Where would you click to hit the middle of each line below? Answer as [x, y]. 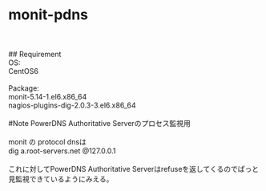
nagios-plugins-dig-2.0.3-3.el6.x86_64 [72, 105]
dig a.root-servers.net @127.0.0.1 [62, 151]
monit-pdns [48, 15]
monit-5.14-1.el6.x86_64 [48, 96]
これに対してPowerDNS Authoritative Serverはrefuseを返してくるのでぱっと [133, 169]
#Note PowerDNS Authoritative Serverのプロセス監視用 [99, 123]
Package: [24, 88]
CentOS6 [23, 71]
